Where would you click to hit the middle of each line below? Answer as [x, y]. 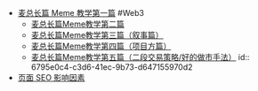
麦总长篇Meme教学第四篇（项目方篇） [101, 46]
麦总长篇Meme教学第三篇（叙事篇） [97, 35]
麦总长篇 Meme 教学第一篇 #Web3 [81, 13]
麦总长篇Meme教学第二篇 [77, 24]
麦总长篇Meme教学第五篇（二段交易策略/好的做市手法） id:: [140, 57]
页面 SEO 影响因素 [51, 77]
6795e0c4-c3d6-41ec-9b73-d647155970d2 [112, 67]
